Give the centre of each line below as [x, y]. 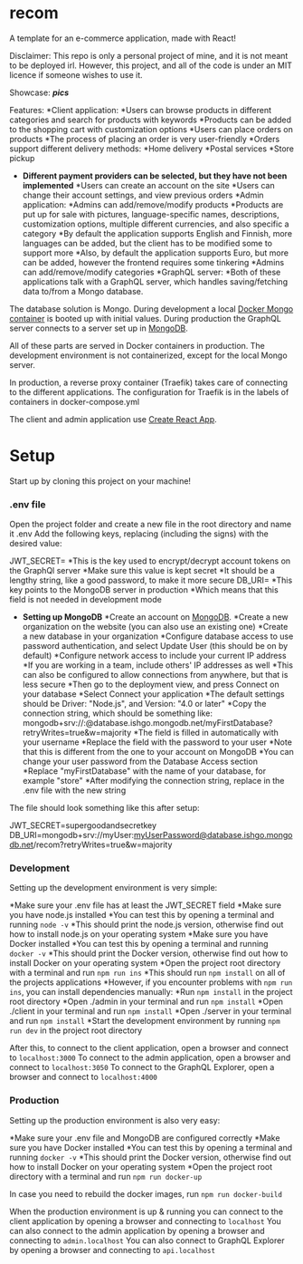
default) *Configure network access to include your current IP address [154, 656]
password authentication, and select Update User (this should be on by [155, 646]
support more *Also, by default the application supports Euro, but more [156, 253]
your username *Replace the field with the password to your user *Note [157, 742]
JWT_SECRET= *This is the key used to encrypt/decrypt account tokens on [150, 561]
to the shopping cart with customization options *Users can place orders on [151, 129]
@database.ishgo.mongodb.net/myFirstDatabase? [179, 723]
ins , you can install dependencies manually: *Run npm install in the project [151, 992]
